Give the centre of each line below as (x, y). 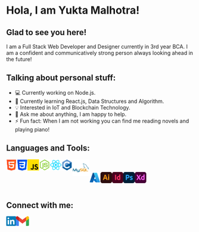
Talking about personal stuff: (61, 78)
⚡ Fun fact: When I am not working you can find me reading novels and (102, 121)
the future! (19, 59)
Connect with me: (40, 206)
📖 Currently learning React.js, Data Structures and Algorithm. (89, 101)
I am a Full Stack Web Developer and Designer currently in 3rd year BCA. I (97, 46)
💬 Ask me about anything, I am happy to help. (71, 114)
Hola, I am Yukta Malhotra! (73, 10)
